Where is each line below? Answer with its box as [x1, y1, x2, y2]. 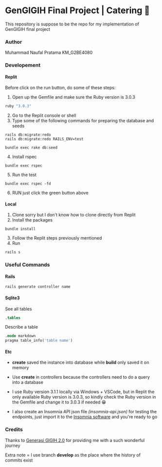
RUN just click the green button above [12, 190, 89, 196]
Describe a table [5, 324, 38, 330]
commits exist [5, 457, 33, 463]
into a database [12, 379, 44, 385]
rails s [5, 250, 21, 255]
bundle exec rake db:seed [5, 145, 57, 150]
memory [12, 365, 29, 371]
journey [5, 443, 20, 448]
